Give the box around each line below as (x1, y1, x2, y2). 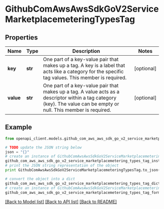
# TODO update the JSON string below (5, 145, 82, 150)
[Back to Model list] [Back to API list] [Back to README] (5, 199, 117, 205)
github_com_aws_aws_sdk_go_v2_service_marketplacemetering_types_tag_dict (5, 181, 161, 186)
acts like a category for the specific (43, 68, 124, 75)
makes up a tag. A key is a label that (43, 62, 125, 69)
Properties (5, 33, 38, 42)
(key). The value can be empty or (43, 101, 120, 107)
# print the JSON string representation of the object (5, 163, 119, 168)
